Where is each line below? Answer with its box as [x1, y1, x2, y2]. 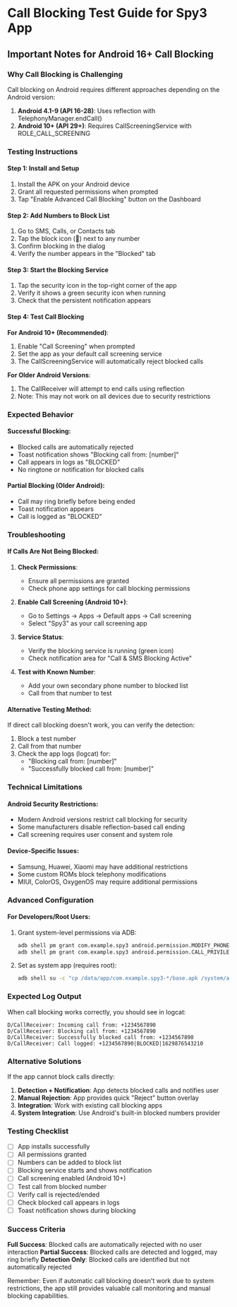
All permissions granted [17, 1150, 87, 1159]
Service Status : [17, 633, 64, 641]
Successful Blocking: [7, 427, 71, 435]
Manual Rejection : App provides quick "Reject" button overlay [17, 1094, 200, 1102]
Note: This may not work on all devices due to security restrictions [17, 392, 211, 400]
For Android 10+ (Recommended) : [7, 328, 109, 336]
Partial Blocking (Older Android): [7, 481, 105, 490]
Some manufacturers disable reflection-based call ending [17, 823, 186, 831]
